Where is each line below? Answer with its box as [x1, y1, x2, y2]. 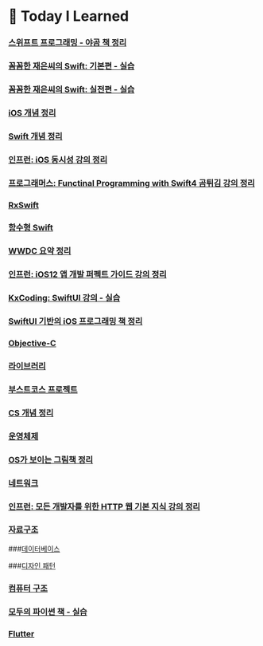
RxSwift [8, 199, 40, 211]
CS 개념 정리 [8, 407, 54, 418]
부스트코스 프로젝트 [8, 384, 78, 395]
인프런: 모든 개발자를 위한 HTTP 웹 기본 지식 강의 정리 [8, 501, 201, 512]
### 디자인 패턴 [8, 561, 56, 570]
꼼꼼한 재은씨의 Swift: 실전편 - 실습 [8, 84, 135, 95]
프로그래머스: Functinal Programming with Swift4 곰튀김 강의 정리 [8, 177, 256, 188]
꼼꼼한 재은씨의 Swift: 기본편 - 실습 [8, 61, 135, 72]
